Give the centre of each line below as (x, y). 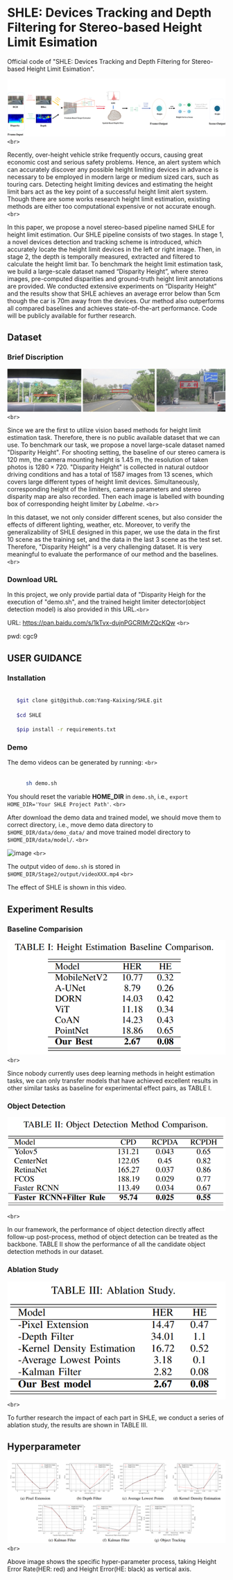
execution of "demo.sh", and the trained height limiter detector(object (106, 602)
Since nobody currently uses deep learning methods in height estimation (111, 1073)
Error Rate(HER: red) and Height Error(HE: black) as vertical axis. (100, 1569)
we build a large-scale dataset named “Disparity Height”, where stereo (108, 271)
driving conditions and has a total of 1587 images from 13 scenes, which (110, 474)
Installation (27, 678)
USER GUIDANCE (44, 658)
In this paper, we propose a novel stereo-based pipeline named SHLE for (111, 227)
